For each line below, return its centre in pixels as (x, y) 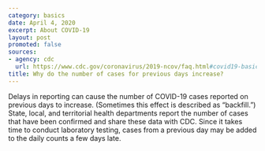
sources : (22, 52)
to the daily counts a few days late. (65, 138)
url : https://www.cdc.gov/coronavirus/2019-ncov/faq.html (113, 67)
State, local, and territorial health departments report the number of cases (128, 113)
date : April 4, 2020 (42, 23)
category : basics (37, 15)
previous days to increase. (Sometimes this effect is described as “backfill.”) (132, 105)
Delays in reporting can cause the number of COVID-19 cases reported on (128, 96)
